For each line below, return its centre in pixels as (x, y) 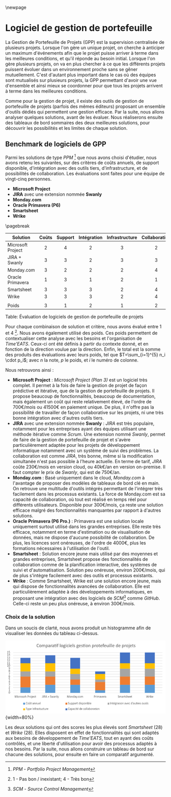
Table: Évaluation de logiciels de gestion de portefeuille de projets (74, 317)
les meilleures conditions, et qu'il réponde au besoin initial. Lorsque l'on (80, 58)
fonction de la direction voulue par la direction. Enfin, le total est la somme (83, 349)
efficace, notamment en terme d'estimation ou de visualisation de (81, 532)
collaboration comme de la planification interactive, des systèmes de (84, 565)
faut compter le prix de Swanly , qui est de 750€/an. (67, 472)
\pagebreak (17, 226)
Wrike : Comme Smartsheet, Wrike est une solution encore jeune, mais (87, 581)
